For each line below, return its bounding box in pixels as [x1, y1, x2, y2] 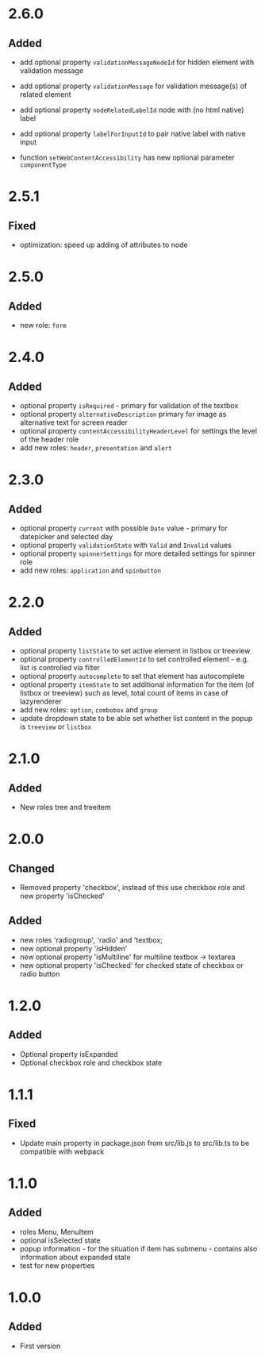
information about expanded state [19, 1252, 131, 1262]
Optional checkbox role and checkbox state [19, 1058, 163, 1067]
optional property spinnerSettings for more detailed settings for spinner [19, 549, 255, 558]
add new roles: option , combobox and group [19, 705, 159, 715]
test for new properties [19, 1260, 95, 1270]
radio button [19, 969, 60, 978]
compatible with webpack [19, 1147, 105, 1156]
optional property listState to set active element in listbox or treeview [19, 646, 251, 655]
